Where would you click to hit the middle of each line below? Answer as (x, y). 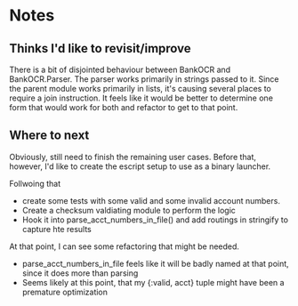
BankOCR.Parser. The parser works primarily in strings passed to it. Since (144, 79)
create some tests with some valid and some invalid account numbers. (151, 200)
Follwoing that (35, 183)
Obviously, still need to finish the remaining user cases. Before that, (133, 157)
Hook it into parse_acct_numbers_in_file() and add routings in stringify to (155, 220)
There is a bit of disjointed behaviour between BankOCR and (120, 69)
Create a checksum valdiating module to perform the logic (129, 210)
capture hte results (56, 229)
